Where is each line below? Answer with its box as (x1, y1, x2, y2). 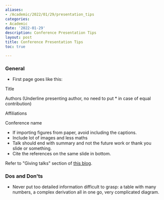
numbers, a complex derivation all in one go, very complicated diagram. (12, 189, 160, 195)
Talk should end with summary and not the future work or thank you (12, 140, 152, 146)
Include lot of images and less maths (12, 134, 88, 140)
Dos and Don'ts (5, 172, 43, 179)
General (5, 65, 25, 72)
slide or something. (12, 145, 52, 151)
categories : (5, 16, 30, 21)
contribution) (5, 100, 32, 107)
